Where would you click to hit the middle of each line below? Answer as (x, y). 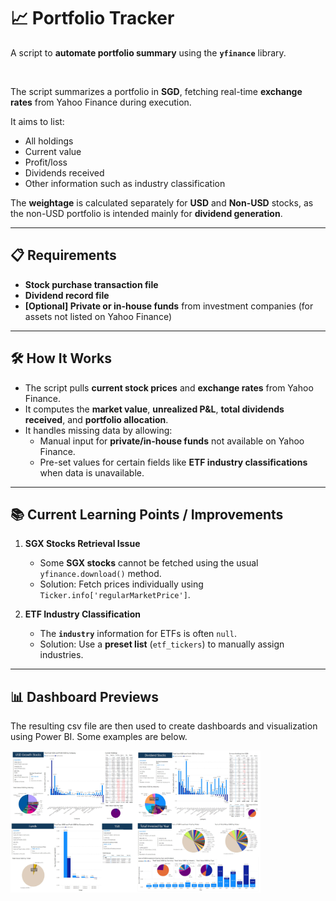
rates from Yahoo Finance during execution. (101, 102)
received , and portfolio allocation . (96, 419)
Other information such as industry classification (125, 183)
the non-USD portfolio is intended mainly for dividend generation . (146, 213)
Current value (53, 151)
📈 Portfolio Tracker (92, 18)
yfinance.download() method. (100, 574)
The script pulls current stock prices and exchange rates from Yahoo (169, 387)
